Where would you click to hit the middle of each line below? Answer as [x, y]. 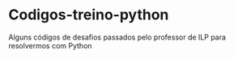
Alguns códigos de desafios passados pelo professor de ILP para [117, 37]
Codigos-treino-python [89, 15]
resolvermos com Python [50, 45]
